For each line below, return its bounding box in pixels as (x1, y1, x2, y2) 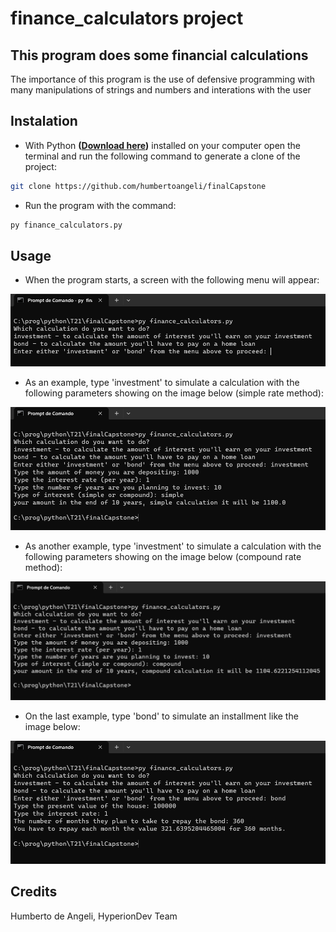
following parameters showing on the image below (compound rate (24, 550, 302, 562)
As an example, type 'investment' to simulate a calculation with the (24, 377, 300, 389)
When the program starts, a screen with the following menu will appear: (24, 274, 320, 286)
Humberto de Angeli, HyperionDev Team (10, 910, 178, 922)
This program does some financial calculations (10, 47, 309, 64)
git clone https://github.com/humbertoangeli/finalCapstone (10, 181, 267, 191)
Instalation (10, 113, 78, 130)
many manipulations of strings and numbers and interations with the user (10, 84, 312, 96)
